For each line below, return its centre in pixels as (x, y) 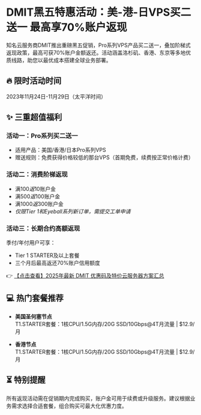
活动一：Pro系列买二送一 (42, 136)
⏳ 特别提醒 (26, 380)
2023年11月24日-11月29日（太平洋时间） (56, 96)
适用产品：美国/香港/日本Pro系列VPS (60, 150)
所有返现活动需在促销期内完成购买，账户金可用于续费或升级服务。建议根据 (98, 398)
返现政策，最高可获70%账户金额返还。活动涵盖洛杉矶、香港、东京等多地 (96, 52)
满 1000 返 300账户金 (39, 204)
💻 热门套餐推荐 (35, 298)
